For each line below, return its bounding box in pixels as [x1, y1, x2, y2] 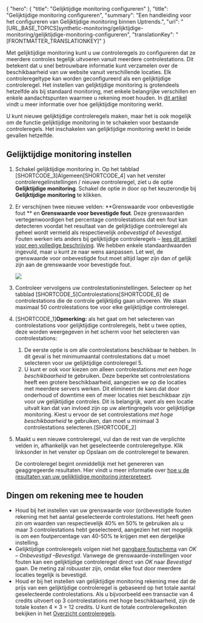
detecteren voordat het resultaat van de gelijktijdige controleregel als [15, 222, 188, 229]
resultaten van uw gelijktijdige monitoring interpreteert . [15, 473, 153, 480]
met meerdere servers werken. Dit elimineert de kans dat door [24, 385, 180, 392]
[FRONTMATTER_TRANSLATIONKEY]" [6, 38, 102, 44]
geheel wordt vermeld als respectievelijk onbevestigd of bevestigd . [15, 229, 183, 236]
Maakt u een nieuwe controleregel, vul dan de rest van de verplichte [15, 435, 185, 442]
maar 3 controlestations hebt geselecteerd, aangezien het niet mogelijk [15, 526, 193, 533]
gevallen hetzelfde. [6, 132, 54, 139]
